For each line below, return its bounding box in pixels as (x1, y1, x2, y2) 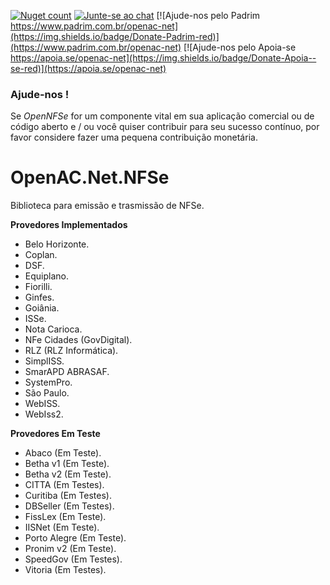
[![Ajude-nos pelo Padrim (156, 10, 261, 21)
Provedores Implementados (10, 219, 128, 231)
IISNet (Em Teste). (24, 521, 100, 534)
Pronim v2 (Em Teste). (24, 543, 117, 555)
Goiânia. (24, 302, 60, 314)
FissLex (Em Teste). (24, 511, 107, 523)
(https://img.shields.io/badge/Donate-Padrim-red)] (10, 31, 220, 42)
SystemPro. (24, 376, 73, 389)
